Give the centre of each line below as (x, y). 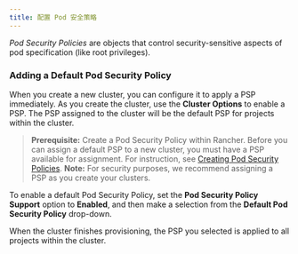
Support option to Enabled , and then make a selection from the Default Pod (149, 204)
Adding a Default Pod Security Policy (90, 75)
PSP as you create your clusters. (91, 178)
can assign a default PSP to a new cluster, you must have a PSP (148, 149)
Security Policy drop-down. (61, 213)
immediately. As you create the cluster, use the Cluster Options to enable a (147, 104)
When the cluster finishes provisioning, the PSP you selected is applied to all (149, 231)
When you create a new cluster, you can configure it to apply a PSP (133, 94)
